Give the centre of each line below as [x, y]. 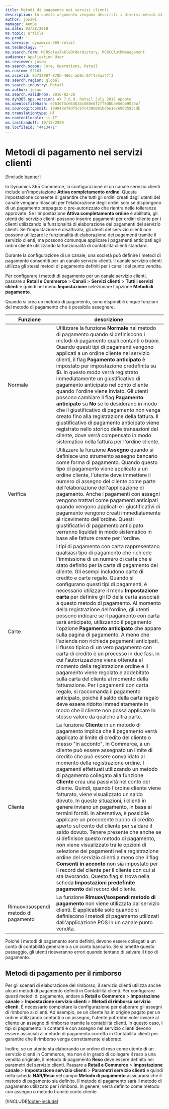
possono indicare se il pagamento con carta [108, 616]
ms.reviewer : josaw [26, 62]
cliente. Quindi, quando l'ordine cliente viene [109, 788]
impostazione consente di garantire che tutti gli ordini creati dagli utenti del [83, 197]
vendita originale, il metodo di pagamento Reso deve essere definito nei [80, 1060]
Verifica [17, 494]
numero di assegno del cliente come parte [106, 482]
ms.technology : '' [24, 47]
